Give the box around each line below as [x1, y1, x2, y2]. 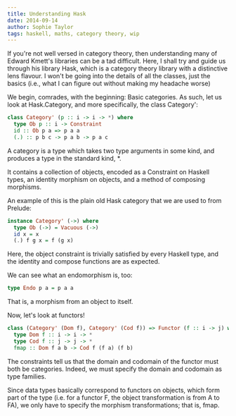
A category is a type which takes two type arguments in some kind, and [7, 146, 215, 155]
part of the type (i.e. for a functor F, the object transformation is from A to [7, 393, 220, 402]
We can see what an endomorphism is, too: [7, 271, 133, 279]
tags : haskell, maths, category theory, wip [7, 30, 140, 37]
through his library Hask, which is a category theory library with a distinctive [7, 64, 228, 73]
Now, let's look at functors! [7, 311, 86, 319]
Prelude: [7, 204, 32, 212]
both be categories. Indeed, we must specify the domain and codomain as [7, 365, 223, 373]
